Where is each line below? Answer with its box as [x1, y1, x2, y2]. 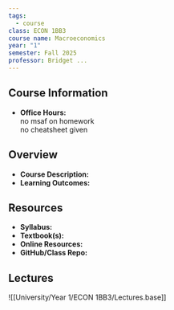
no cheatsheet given [19, 124, 88, 134]
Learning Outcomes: [19, 177, 91, 187]
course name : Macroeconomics [8, 34, 106, 43]
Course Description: [19, 169, 90, 179]
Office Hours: [19, 108, 67, 117]
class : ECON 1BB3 [8, 27, 67, 35]
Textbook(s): [19, 230, 64, 241]
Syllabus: [19, 222, 53, 232]
